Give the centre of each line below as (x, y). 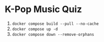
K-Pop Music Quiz (43, 9)
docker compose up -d (35, 29)
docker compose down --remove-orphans (53, 34)
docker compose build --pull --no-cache (55, 24)
